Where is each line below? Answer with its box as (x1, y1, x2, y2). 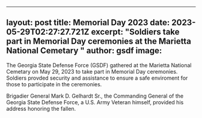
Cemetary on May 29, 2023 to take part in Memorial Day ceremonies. (6, 68, 178, 75)
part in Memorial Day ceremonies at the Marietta (6, 37, 191, 47)
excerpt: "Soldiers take (91, 27, 180, 37)
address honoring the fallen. (6, 105, 76, 112)
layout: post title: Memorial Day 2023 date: (6, 17, 170, 28)
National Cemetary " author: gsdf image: (6, 46, 162, 56)
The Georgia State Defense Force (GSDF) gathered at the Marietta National (6, 61, 192, 69)
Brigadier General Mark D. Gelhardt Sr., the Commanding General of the (6, 92, 184, 99)
